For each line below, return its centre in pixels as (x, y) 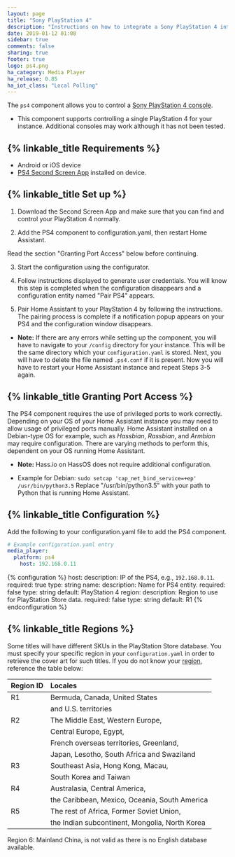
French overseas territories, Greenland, (114, 743)
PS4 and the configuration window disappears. (85, 323)
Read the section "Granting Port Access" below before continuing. (103, 253)
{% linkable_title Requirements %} (84, 148)
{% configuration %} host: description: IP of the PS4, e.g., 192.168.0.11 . (111, 577)
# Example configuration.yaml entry (60, 544)
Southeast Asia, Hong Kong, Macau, (109, 765)
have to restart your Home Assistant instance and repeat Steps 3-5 (114, 367)
